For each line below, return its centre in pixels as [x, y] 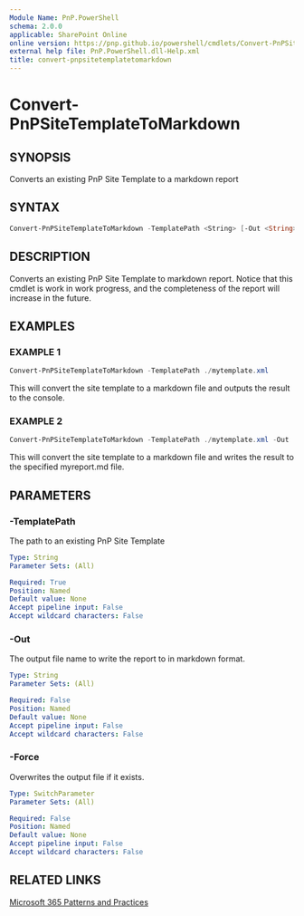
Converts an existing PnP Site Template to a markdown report [124, 179]
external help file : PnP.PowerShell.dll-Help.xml [105, 52]
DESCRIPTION [50, 257]
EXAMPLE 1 [35, 352]
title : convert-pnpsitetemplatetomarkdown [90, 60]
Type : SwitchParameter [52, 794]
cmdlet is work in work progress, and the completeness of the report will [145, 288]
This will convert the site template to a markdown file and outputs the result [150, 388]
